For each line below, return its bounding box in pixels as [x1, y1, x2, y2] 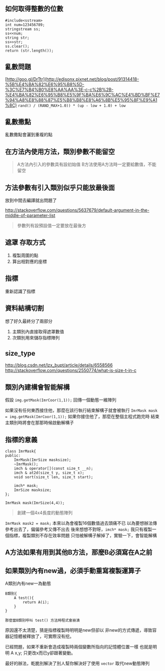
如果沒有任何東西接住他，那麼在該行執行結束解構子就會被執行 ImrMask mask [5, 407, 158, 413]
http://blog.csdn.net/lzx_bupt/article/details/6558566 [5, 362, 113, 368]
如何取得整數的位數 [5, 4, 63, 13]
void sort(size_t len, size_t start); [14, 474, 93, 480]
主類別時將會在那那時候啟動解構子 [5, 420, 74, 426]
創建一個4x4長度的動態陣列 [17, 510, 73, 516]
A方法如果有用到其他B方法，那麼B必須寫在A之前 [5, 548, 153, 557]
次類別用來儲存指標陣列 [12, 335, 60, 340]
